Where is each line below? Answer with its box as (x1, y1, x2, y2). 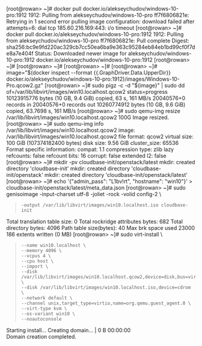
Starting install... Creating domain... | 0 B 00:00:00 (6, 327, 131, 333)
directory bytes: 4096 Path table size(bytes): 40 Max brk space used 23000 (6, 224, 195, 231)
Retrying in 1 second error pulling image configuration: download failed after (6, 18, 195, 25)
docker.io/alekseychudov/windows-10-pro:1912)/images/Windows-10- (6, 75, 180, 82)
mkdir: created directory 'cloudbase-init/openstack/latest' (44, 171, 188, 178)
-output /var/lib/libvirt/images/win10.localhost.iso (20, 202, 159, 208)
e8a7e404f (6, 50, 34, 57)
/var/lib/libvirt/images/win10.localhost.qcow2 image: (6, 126, 135, 134)
